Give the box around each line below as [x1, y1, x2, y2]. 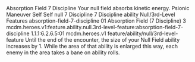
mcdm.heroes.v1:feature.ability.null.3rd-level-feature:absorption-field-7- [6, 24, 184, 30]
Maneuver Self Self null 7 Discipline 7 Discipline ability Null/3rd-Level [6, 11, 175, 18]
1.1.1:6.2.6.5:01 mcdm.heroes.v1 [30, 30, 106, 37]
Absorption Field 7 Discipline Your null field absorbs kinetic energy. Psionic [6, 5, 190, 11]
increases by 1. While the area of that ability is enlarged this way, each [6, 43, 178, 49]
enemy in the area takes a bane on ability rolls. [6, 49, 120, 56]
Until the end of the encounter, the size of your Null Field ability [24, 36, 180, 43]
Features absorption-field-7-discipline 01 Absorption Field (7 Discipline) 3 [6, 17, 186, 24]
